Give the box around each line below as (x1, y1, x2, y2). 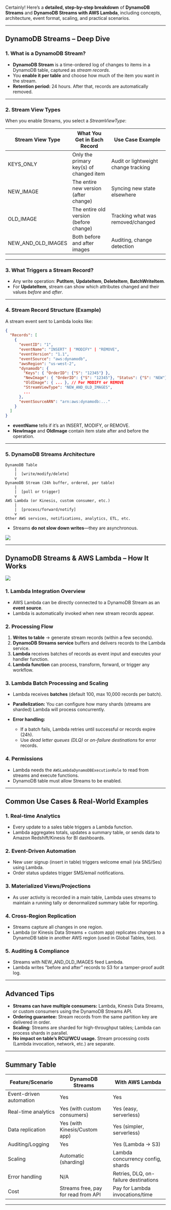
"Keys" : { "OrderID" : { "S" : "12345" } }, (23, 370, 110, 376)
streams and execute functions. (12, 772, 79, 778)
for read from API (59, 1191, 101, 1198)
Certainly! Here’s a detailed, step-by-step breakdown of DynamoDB (5, 5, 150, 10)
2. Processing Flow (5, 623, 53, 630)
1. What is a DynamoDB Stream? (5, 50, 86, 57)
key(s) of (72, 164, 94, 171)
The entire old (72, 206, 106, 213)
